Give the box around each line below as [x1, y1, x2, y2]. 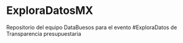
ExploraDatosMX [6, 4, 94, 18]
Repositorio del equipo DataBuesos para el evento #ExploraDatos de [6, 24, 178, 31]
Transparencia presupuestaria [6, 30, 82, 37]
